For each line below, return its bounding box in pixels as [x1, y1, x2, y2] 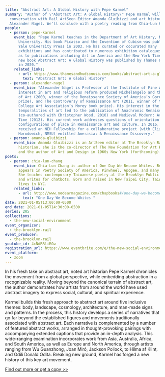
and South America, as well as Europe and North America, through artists [5, 341, 153, 347]
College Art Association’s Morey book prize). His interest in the [18, 104, 160, 109]
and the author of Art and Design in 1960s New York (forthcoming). [18, 150, 162, 154]
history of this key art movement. [5, 356, 72, 363]
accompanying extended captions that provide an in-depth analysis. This [5, 330, 153, 336]
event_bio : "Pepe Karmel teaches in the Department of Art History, [14, 35, 157, 40]
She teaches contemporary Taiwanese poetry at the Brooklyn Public [18, 172, 160, 178]
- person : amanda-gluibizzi [9, 136, 67, 141]
